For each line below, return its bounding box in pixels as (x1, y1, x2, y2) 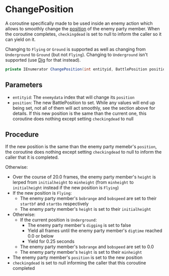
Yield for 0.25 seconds (27, 239, 74, 245)
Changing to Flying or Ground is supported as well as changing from (5, 46, 146, 52)
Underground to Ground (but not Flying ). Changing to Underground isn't (5, 52, 148, 58)
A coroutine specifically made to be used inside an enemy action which (5, 20, 153, 26)
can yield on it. (5, 36, 36, 42)
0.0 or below (27, 233, 54, 239)
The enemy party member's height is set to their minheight (20, 249, 142, 255)
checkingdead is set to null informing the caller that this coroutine (12, 260, 146, 266)
